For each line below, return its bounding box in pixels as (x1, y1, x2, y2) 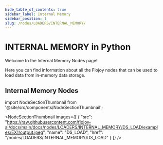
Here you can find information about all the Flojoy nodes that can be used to (5, 67, 158, 73)
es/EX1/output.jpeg (5, 129, 43, 135)
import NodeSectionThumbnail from (5, 99, 77, 105)
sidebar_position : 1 (5, 16, 47, 21)
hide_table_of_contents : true (5, 7, 67, 12)
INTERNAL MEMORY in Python (5, 42, 131, 53)
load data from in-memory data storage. (5, 72, 86, 78)
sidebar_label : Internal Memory (5, 12, 71, 17)
